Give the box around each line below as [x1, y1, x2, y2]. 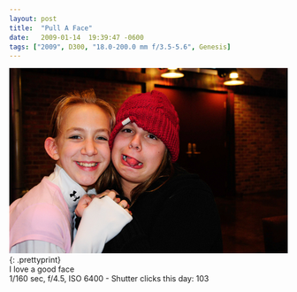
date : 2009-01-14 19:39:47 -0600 [9, 33, 144, 42]
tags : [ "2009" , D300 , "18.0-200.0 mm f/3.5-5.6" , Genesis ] [9, 42, 232, 51]
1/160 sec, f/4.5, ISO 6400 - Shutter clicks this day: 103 [9, 273, 209, 283]
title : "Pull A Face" [9, 23, 93, 33]
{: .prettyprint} [9, 254, 62, 265]
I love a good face [9, 264, 75, 274]
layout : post [9, 14, 57, 23]
